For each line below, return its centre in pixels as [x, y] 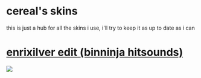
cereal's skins [42, 11]
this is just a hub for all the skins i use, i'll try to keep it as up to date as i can [101, 28]
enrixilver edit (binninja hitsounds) [95, 52]
